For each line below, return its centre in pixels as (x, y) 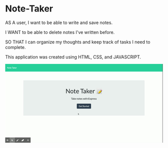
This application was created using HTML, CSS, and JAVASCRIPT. (73, 57)
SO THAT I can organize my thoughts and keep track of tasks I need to (78, 42)
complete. (15, 47)
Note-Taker (29, 9)
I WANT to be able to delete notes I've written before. (60, 32)
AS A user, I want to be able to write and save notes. (59, 22)
